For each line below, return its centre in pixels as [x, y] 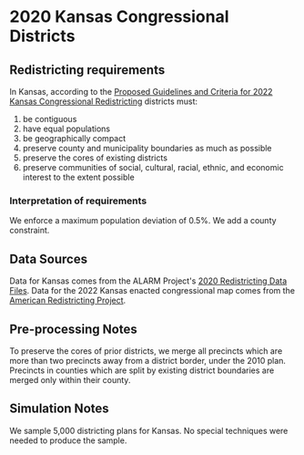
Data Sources [49, 259]
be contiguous [50, 119]
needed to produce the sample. [68, 440]
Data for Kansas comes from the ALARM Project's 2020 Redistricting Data [148, 281]
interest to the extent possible [78, 177]
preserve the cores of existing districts [95, 158]
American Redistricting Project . [68, 300]
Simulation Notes [59, 409]
